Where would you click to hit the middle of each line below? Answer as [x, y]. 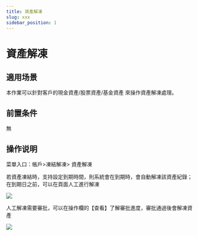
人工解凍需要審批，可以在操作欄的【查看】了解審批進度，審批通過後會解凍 [97, 208]
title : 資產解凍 [24, 12]
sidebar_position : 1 [32, 22]
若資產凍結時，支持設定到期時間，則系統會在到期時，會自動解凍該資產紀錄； [99, 177]
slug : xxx [18, 17]
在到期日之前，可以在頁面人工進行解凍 [53, 184]
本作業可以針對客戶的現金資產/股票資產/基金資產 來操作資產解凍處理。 [92, 93]
